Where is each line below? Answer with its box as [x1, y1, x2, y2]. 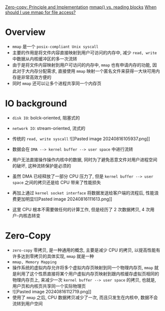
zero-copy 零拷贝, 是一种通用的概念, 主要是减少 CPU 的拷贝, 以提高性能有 [12, 247, 161, 253]
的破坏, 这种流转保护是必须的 [12, 162, 71, 169]
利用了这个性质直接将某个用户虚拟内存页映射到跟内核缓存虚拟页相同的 [16, 271, 159, 277]
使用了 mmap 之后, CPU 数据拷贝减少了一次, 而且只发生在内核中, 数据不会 [12, 294, 158, 300]
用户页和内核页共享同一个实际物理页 [12, 283, 86, 289]
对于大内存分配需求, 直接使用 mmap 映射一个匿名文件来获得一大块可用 [16, 68, 156, 74]
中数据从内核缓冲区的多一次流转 [12, 56, 77, 62]
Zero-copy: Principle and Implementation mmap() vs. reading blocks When [5, 4, 157, 10]
